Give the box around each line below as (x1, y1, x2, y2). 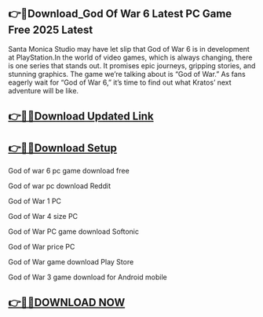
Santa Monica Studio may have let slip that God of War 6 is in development (8, 44, 250, 53)
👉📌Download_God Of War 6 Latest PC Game (8, 7, 232, 20)
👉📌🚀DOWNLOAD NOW (8, 296, 126, 309)
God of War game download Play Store (8, 257, 134, 267)
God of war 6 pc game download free (8, 166, 130, 176)
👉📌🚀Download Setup (8, 141, 118, 155)
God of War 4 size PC (8, 212, 79, 221)
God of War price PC (8, 242, 75, 252)
